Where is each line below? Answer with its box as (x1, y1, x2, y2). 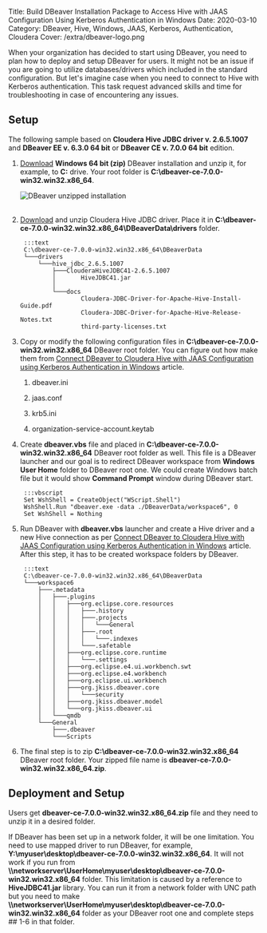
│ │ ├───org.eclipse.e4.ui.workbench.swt (37, 662, 192, 670)
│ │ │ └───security (37, 690, 124, 698)
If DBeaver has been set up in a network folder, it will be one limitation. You (8, 832, 255, 841)
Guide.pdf (19, 301, 53, 310)
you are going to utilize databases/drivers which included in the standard (8, 65, 248, 74)
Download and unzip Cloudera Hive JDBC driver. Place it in (19, 215, 214, 224)
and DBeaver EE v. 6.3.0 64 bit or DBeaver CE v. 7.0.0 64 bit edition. (8, 143, 235, 153)
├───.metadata (37, 586, 85, 594)
